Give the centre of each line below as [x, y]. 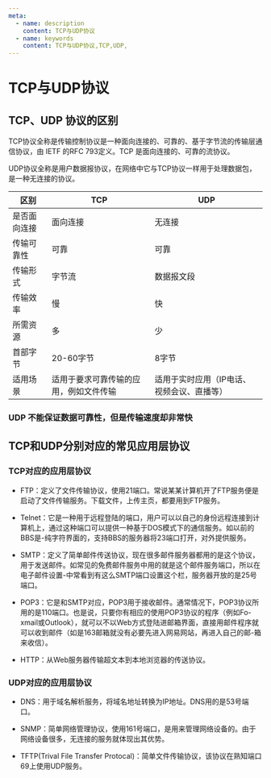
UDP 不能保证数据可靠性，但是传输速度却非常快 [101, 418]
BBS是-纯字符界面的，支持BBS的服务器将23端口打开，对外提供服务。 [135, 538]
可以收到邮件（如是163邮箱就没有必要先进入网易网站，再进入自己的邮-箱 [141, 632]
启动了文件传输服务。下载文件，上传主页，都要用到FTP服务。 [122, 500]
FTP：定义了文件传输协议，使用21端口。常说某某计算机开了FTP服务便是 [140, 490]
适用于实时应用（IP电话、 [203, 380]
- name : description [50, 23]
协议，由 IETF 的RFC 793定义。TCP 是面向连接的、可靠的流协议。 [125, 152]
